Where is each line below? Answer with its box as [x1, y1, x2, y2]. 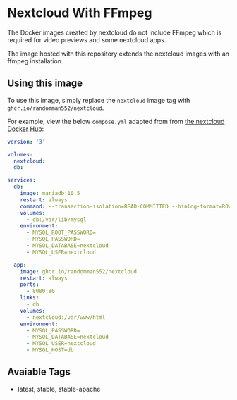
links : [20, 294, 39, 301]
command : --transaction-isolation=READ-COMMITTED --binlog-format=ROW [20, 203, 232, 210]
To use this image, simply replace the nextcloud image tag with [7, 96, 190, 104]
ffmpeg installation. [7, 56, 63, 65]
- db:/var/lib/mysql [25, 216, 87, 223]
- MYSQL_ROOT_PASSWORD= [25, 229, 97, 237]
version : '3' [7, 138, 46, 145]
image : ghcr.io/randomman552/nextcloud [20, 268, 138, 275]
